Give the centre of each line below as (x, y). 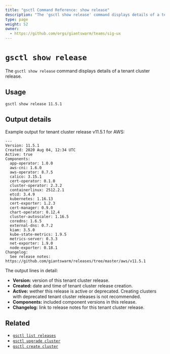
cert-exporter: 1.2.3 (33, 203)
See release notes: (30, 256)
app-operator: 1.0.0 (31, 163)
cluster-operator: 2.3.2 (36, 185)
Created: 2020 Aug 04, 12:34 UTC (40, 150)
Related (18, 323)
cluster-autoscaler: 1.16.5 (39, 216)
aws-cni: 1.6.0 (26, 168)
